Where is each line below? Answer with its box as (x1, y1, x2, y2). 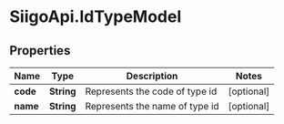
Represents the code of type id (85, 85, 218, 98)
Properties (9, 43, 71, 58)
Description (126, 70, 178, 82)
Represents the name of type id (85, 100, 220, 112)
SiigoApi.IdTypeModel (9, 6, 182, 27)
